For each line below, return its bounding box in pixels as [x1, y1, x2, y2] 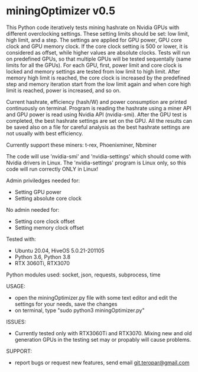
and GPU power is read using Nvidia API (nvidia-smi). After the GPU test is [6, 111, 187, 118]
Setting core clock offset [14, 218, 75, 225]
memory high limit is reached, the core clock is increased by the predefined [6, 74, 190, 81]
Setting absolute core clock [14, 195, 82, 202]
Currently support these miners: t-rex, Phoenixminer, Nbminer [6, 141, 157, 148]
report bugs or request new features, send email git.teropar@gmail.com [14, 359, 190, 366]
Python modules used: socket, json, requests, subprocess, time [6, 271, 161, 278]
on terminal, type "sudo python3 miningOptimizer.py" [14, 307, 145, 314]
